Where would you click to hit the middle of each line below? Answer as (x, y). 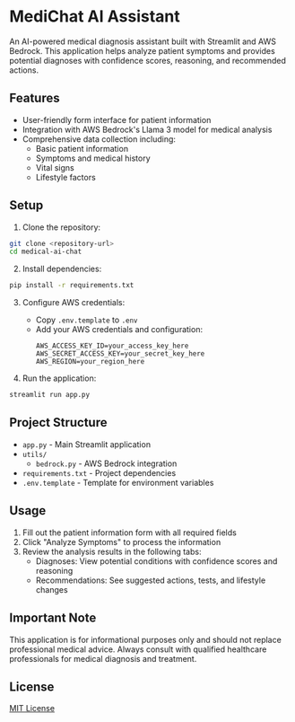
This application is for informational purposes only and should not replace (146, 639)
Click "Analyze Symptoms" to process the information (121, 541)
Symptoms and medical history (93, 158)
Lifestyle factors (65, 177)
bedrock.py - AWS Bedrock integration (106, 463)
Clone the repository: (61, 227)
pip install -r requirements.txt (72, 286)
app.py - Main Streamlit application (86, 444)
